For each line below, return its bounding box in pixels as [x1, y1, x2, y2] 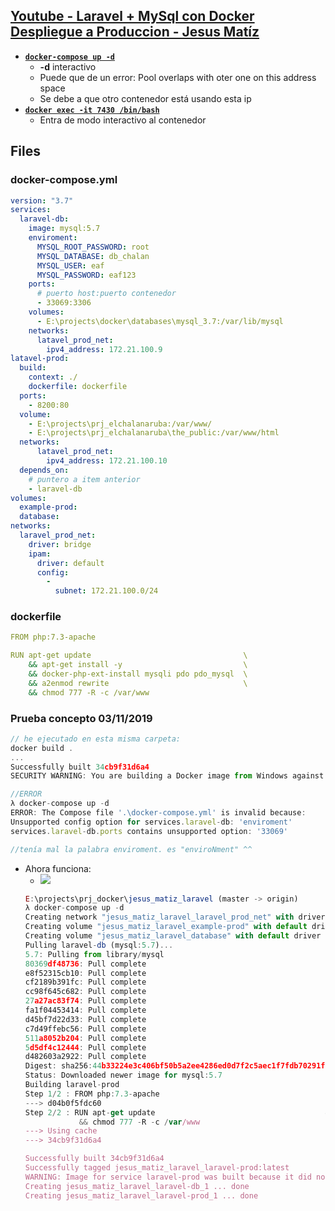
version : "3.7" [10, 195, 74, 206]
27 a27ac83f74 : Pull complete [24, 996, 147, 1006]
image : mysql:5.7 [28, 224, 101, 234]
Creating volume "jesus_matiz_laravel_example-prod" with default [24, 922, 308, 932]
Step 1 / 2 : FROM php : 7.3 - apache [24, 1089, 160, 1099]
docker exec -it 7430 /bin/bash [24, 105, 160, 115]
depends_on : [19, 465, 70, 475]
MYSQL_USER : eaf [36, 260, 105, 271]
